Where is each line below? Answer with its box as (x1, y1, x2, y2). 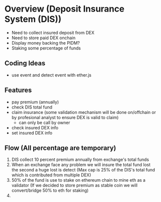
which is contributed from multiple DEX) (11, 172, 91, 178)
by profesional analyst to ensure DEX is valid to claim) (11, 114, 119, 120)
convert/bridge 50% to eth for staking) (11, 187, 89, 193)
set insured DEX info (11, 130, 53, 136)
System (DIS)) (4, 14, 61, 25)
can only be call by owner (18, 120, 71, 125)
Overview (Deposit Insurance (4, 3, 125, 15)
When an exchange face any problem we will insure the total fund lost (11, 162, 151, 168)
